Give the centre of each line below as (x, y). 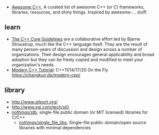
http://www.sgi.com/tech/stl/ (40, 107)
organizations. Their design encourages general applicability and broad (83, 54)
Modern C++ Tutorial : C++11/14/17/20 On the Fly (60, 70)
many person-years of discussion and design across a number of (77, 49)
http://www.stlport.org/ (34, 102)
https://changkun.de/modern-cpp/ (46, 75)
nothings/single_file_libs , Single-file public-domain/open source (82, 122)
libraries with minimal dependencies (55, 127)
